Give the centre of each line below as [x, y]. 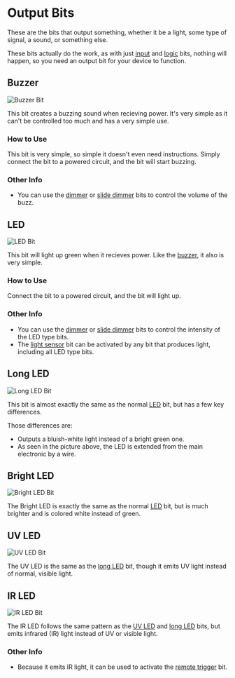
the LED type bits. [43, 337]
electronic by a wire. [47, 454]
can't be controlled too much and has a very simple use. [88, 121]
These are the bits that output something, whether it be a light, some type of [117, 32]
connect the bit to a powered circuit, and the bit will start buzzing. [102, 162]
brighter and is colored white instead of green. [74, 514]
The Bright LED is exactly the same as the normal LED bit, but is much [108, 506]
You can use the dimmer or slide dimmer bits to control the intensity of [119, 329]
